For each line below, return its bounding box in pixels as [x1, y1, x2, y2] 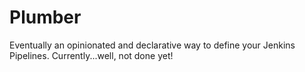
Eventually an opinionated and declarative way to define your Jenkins [9, 39, 296, 51]
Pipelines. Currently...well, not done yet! [9, 49, 174, 61]
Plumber [9, 6, 82, 29]
